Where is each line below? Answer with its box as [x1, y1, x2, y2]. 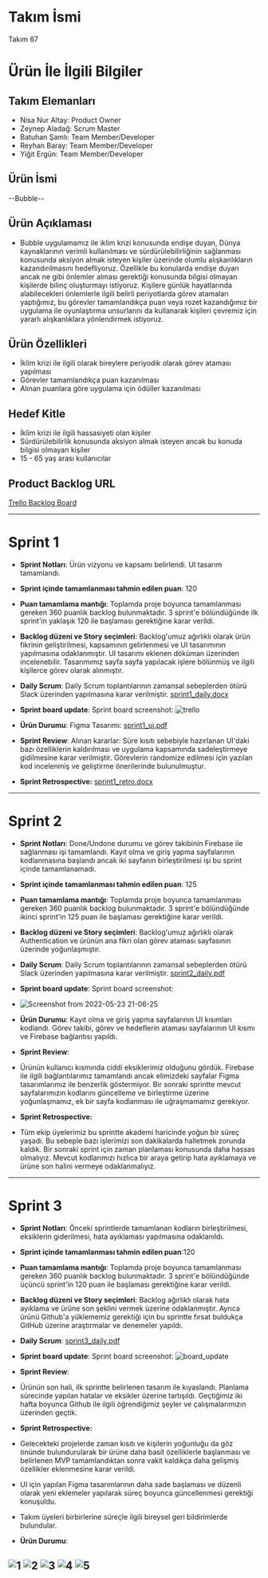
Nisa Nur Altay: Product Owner [19, 115, 121, 125]
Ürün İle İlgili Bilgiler [8, 62, 144, 81]
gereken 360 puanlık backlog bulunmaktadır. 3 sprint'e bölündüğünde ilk [19, 607, 259, 617]
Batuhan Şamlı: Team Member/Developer [19, 132, 156, 141]
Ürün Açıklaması [8, 216, 93, 231]
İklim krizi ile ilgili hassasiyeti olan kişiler [19, 428, 152, 438]
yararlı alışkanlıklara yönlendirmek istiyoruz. [19, 314, 164, 323]
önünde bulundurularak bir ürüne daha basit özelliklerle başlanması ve [19, 1447, 250, 1457]
